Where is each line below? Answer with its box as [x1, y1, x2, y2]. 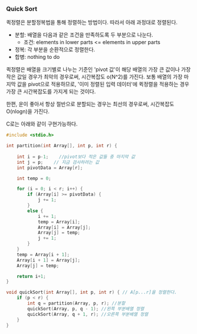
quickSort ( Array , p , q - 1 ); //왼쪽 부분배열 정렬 [27, 306, 145, 312]
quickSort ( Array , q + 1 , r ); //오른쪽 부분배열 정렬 [27, 311, 149, 317]
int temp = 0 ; [17, 176, 51, 181]
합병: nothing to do [14, 54, 60, 61]
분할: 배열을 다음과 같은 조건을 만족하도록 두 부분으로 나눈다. [14, 31, 153, 38]
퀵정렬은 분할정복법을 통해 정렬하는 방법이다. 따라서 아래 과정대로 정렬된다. [6, 19, 178, 26]
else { [27, 208, 44, 214]
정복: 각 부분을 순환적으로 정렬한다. [14, 46, 96, 53]
